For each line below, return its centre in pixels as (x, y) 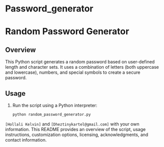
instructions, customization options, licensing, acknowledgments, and (77, 135)
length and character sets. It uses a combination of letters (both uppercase (82, 67)
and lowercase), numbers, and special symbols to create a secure (73, 72)
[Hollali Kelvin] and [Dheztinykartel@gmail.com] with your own (72, 124)
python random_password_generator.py (52, 115)
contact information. (26, 140)
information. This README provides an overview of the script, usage (76, 129)
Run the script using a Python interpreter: (55, 105)
